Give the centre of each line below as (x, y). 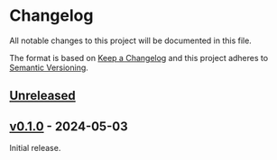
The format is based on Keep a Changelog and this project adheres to (139, 58)
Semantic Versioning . (49, 67)
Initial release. (35, 148)
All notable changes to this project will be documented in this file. (131, 40)
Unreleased (43, 96)
